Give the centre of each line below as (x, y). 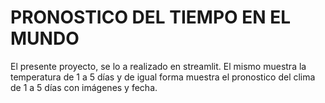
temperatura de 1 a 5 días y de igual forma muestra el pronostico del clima (163, 77)
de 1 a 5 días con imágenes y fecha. (84, 87)
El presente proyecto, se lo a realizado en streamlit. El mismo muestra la (158, 66)
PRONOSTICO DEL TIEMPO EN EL (151, 17)
